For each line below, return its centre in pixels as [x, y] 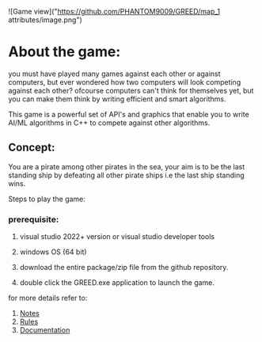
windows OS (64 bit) [53, 252]
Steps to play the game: [47, 199]
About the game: [65, 52]
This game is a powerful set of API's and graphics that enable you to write [129, 114]
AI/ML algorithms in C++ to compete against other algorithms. [109, 123]
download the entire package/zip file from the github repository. [124, 268]
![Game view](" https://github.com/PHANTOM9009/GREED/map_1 [114, 11]
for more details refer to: [48, 298]
